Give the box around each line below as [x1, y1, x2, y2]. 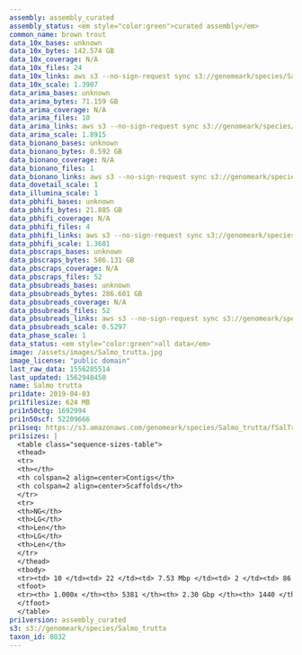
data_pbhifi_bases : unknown [9, 197, 115, 207]
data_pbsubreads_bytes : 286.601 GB [9, 289, 143, 298]
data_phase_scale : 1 [9, 331, 87, 340]
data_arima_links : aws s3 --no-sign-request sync [9, 122, 200, 131]
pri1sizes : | [9, 431, 58, 441]
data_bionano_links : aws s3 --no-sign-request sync [9, 172, 207, 181]
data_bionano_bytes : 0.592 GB [9, 147, 123, 156]
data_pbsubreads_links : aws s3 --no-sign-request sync [9, 314, 219, 324]
